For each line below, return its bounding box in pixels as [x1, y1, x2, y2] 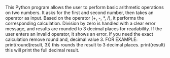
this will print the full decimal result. [5, 47, 80, 53]
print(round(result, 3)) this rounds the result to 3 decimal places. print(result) [5, 42, 165, 47]
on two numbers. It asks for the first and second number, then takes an [5, 10, 154, 16]
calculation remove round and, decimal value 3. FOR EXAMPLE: [5, 36, 138, 42]
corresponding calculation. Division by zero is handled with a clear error [5, 20, 156, 26]
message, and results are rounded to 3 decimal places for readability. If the [5, 26, 162, 32]
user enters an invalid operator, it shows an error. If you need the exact [5, 31, 153, 37]
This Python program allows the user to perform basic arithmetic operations [5, 5, 164, 10]
